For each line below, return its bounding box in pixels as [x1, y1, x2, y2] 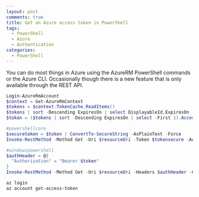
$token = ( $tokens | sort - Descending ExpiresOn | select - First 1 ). [6, 115, 182, 121]
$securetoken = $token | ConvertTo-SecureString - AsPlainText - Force [6, 131, 182, 137]
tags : [6, 25, 20, 31]
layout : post [6, 8, 38, 15]
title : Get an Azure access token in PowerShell [6, 20, 129, 25]
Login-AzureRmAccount [6, 93, 60, 99]
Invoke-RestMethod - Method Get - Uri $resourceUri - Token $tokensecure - [6, 137, 190, 143]
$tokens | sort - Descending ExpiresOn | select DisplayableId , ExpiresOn [6, 109, 190, 115]
